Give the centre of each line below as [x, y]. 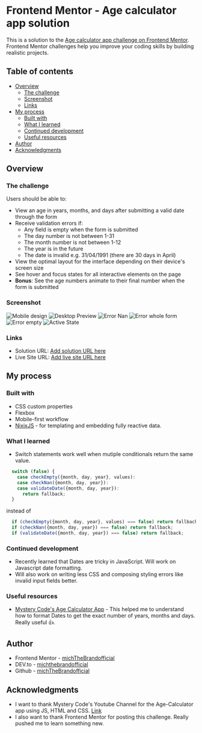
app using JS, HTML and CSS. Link [58, 711]
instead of [19, 511]
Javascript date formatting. [48, 568]
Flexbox [25, 413]
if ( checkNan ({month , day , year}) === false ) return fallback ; [92, 528]
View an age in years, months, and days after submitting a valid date [99, 210]
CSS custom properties [44, 406]
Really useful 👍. [35, 622]
